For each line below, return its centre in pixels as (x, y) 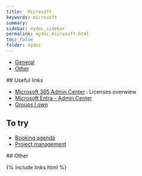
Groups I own (31, 104)
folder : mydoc (24, 45)
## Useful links (25, 80)
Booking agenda (35, 138)
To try (17, 123)
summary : (17, 23)
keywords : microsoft (32, 17)
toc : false (20, 40)
